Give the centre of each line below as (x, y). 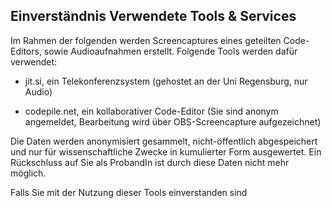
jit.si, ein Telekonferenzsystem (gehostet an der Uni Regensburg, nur (166, 81)
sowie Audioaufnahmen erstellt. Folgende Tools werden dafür (170, 51)
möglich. (28, 173)
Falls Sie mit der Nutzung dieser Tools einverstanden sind (129, 192)
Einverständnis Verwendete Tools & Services (153, 16)
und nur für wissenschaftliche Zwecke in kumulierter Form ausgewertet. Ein (166, 151)
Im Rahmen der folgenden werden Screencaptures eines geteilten (146, 40)
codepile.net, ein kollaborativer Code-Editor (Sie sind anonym (151, 111)
